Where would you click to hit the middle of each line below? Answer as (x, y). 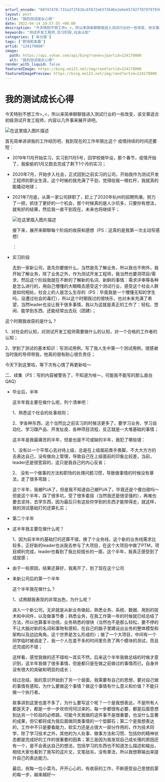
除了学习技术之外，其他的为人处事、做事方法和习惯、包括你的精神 (88, 733)
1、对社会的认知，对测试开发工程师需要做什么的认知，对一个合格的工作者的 (81, 331)
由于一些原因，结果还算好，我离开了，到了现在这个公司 (68, 568)
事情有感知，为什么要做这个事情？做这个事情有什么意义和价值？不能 (85, 686)
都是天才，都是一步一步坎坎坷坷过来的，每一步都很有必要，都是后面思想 (85, 709)
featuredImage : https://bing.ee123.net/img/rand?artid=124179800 (73, 69)
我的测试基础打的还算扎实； (40, 508)
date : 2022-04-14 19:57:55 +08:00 (41, 23)
